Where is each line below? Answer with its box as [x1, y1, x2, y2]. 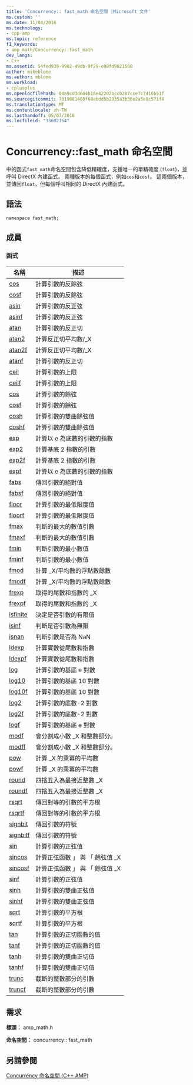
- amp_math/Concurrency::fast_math [6, 47, 94, 53]
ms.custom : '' [6, 14, 41, 20]
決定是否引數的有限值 [35, 610, 95, 619]
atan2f [9, 345, 28, 353]
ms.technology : [6, 25, 44, 31]
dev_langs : [6, 52, 33, 58]
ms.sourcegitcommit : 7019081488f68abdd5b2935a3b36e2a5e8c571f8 [6, 96, 165, 102]
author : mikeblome [6, 69, 51, 75]
